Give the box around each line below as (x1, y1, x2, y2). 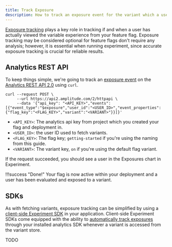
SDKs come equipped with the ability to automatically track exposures (5, 216, 154, 222)
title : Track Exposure (5, 7, 54, 13)
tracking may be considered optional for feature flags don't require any (5, 37, 155, 44)
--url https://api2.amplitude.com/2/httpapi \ (16, 96, 118, 101)
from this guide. (12, 140, 47, 147)
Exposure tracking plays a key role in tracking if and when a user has (5, 26, 150, 32)
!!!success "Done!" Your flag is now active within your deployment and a (5, 171, 158, 177)
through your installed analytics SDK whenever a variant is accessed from (5, 221, 161, 228)
